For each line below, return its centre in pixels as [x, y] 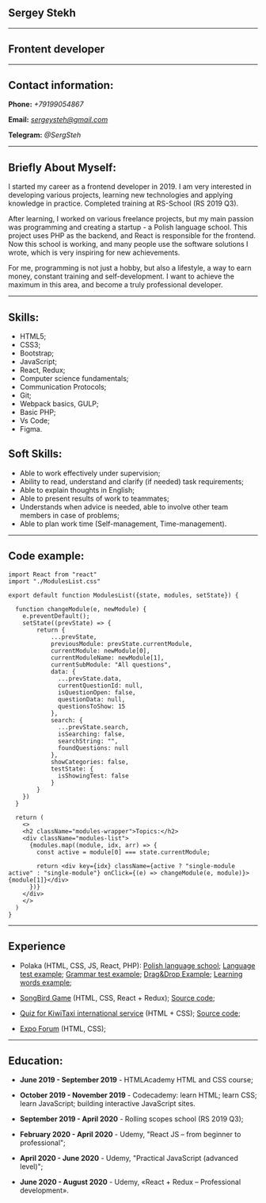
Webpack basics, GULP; [59, 404]
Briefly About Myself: [62, 167]
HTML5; [33, 336]
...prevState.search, [93, 727]
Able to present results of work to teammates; [94, 498]
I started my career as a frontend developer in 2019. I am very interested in [130, 186]
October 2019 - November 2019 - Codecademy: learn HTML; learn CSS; [138, 1095]
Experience [37, 946]
